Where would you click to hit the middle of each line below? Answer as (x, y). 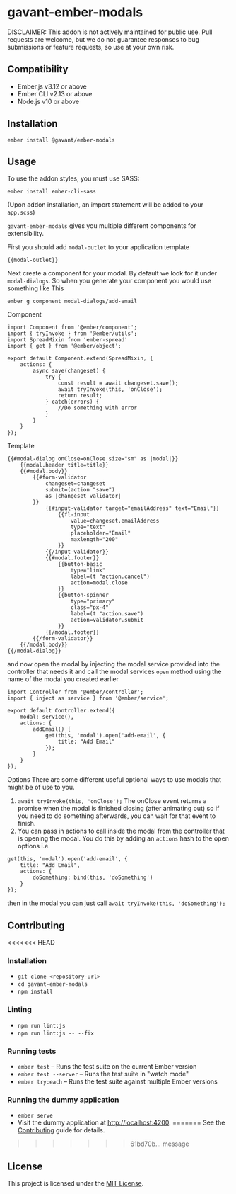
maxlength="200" (94, 540)
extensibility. (26, 234)
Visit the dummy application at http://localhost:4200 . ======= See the (121, 1122)
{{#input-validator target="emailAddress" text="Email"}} (132, 508)
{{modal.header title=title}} (65, 465)
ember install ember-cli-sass (52, 192)
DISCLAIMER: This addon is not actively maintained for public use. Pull (110, 32)
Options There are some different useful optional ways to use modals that (114, 780)
